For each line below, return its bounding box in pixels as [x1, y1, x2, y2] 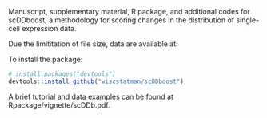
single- [235, 15, 260, 25]
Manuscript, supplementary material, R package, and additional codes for [8, 7, 250, 16]
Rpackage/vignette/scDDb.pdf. [8, 100, 110, 110]
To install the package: [8, 55, 83, 64]
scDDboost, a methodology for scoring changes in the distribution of [8, 15, 235, 25]
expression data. [21, 24, 77, 33]
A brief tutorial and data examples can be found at [8, 92, 174, 101]
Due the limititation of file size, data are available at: [8, 39, 178, 49]
